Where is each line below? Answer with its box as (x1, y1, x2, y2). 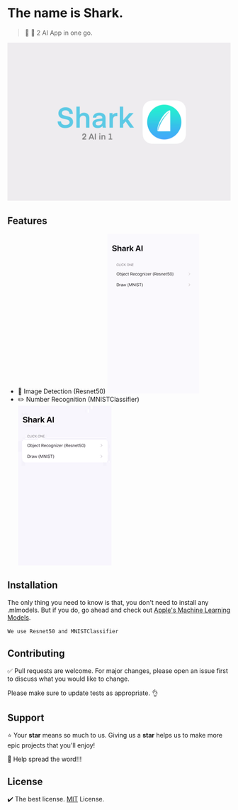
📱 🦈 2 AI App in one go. (24, 28, 93, 37)
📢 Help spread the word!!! (7, 755, 82, 764)
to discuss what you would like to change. (7, 674, 130, 683)
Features (7, 214, 47, 226)
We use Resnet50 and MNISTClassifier (7, 628, 119, 635)
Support (7, 711, 45, 723)
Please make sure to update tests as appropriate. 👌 (7, 689, 159, 697)
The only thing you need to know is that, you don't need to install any (7, 598, 209, 606)
